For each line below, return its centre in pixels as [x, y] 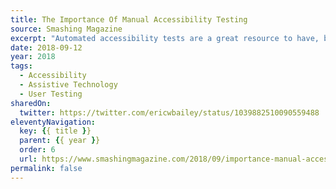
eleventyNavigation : [53, 122]
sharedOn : [31, 103]
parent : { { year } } [60, 141]
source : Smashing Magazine [66, 29]
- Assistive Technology [68, 85]
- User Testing [51, 94]
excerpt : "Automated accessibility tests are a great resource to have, [165, 38]
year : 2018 [33, 57]
